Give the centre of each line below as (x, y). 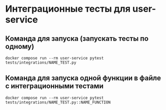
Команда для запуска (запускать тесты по (77, 38)
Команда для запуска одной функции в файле (83, 78)
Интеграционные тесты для (68, 9)
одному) (20, 46)
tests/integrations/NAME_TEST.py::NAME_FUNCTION (58, 102)
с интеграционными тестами (54, 86)
